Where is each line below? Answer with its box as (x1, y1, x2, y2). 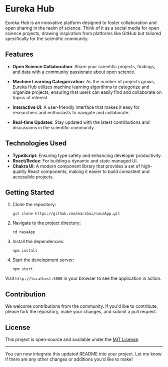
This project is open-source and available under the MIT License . (5, 336, 139, 342)
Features (5, 50, 33, 59)
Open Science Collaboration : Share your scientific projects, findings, (12, 63, 155, 69)
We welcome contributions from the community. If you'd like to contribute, (5, 303, 158, 309)
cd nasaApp (12, 230, 35, 235)
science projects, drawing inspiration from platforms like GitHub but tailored (5, 30, 161, 36)
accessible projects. (12, 173, 54, 179)
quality (12, 168, 27, 174)
